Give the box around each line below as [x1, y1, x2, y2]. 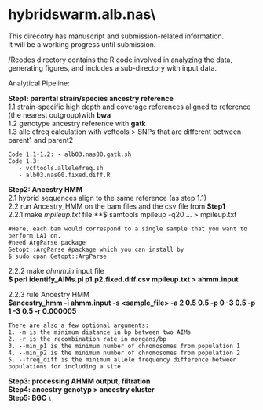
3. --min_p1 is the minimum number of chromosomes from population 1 [8, 342, 241, 350]
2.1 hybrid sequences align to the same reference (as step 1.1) [8, 193, 206, 202]
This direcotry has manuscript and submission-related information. [8, 31, 225, 41]
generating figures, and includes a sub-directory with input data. [8, 63, 217, 72]
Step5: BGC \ [8, 393, 52, 402]
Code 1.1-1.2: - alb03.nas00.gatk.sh [8, 151, 132, 158]
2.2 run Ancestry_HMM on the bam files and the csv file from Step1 [8, 201, 225, 211]
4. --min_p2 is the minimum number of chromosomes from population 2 [8, 349, 241, 357]
